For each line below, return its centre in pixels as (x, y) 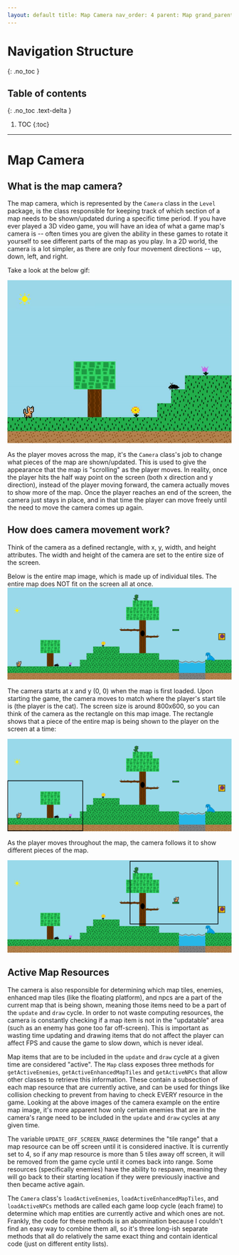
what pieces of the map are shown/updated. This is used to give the (107, 462)
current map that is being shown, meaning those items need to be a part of (117, 1005)
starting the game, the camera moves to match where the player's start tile (117, 699)
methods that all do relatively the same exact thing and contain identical (113, 1236)
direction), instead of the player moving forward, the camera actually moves (118, 485)
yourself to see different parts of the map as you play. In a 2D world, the (113, 241)
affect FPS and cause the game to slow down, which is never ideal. (106, 1043)
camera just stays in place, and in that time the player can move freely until (117, 500)
